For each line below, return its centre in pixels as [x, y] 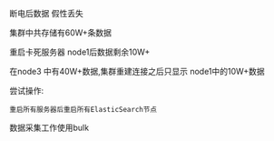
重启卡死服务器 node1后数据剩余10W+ [80, 52]
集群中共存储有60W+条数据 [60, 33]
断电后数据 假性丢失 [46, 13]
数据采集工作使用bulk [49, 127]
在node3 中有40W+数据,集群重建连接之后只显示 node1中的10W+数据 [137, 71]
